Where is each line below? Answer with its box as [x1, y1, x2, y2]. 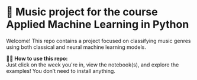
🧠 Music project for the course [6, 5, 158, 19]
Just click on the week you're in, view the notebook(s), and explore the [6, 61, 179, 68]
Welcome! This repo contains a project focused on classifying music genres [6, 37, 191, 44]
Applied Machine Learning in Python [6, 18, 189, 31]
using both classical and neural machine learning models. [6, 44, 147, 51]
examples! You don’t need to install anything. [6, 67, 115, 74]
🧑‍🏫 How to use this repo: [6, 55, 68, 62]
